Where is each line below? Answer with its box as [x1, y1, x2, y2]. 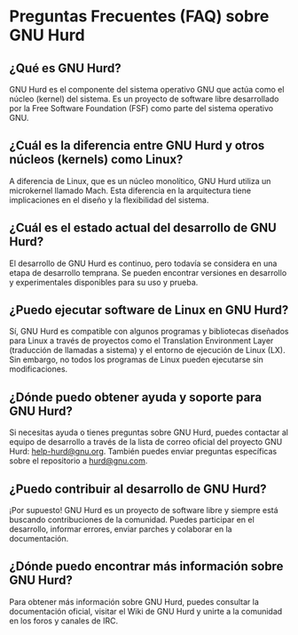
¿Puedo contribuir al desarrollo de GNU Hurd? [9, 481, 267, 496]
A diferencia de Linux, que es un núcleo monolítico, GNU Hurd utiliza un [9, 175, 271, 186]
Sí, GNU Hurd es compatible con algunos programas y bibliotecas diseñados [9, 326, 290, 337]
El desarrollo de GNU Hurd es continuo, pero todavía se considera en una [9, 258, 278, 269]
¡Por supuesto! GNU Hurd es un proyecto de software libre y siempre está [9, 505, 278, 516]
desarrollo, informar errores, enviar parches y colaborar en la [9, 524, 232, 535]
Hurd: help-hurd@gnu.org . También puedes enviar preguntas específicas [9, 446, 278, 457]
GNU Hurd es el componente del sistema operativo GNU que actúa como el [9, 84, 285, 94]
